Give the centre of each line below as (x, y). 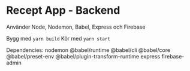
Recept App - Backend (63, 10)
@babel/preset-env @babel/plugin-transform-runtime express (83, 56)
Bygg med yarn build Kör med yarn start (58, 38)
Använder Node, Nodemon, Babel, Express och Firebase (76, 27)
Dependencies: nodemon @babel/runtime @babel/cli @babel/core (88, 50)
